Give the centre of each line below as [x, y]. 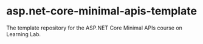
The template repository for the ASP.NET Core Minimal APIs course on [94, 28]
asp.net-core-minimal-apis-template [102, 11]
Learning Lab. [24, 34]
